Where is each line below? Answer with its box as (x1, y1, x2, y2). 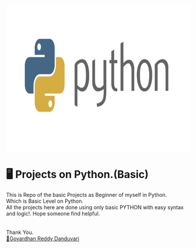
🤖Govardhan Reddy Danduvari (6, 234, 79, 242)
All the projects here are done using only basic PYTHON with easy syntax (6, 203, 184, 210)
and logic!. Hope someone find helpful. (6, 210, 100, 217)
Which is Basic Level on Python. (6, 197, 84, 205)
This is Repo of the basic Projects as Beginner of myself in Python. (6, 191, 167, 198)
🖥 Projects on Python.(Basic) (6, 168, 149, 181)
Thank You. (6, 229, 34, 236)
